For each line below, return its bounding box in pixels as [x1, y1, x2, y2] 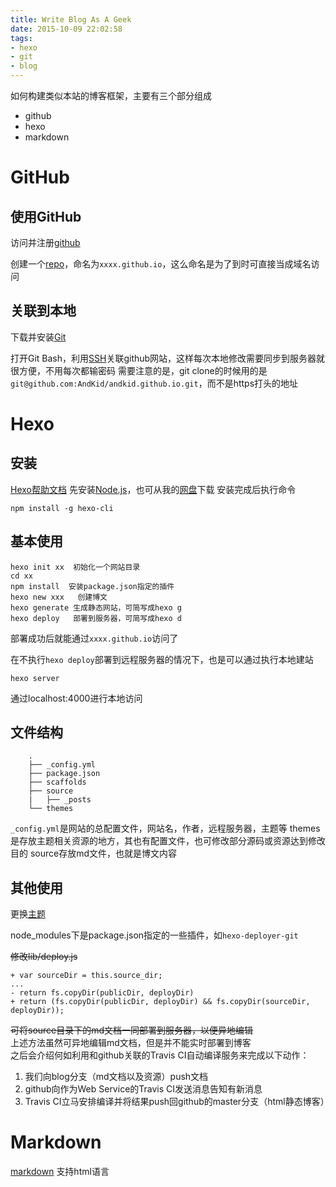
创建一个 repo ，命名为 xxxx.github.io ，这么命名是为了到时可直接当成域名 [10, 258, 312, 270]
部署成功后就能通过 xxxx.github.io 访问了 [10, 632, 179, 644]
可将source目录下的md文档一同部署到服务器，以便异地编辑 [10, 1024, 254, 1036]
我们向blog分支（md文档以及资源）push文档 [24, 1071, 209, 1083]
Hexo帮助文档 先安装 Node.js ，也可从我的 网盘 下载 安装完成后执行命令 [10, 483, 297, 495]
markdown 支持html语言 [10, 1166, 110, 1178]
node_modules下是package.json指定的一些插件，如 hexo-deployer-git [10, 929, 299, 941]
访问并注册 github [10, 237, 81, 248]
